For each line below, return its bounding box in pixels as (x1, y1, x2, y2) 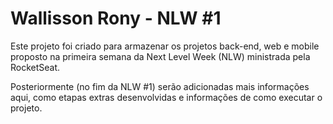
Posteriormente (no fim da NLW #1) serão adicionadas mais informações (10, 80, 310, 92)
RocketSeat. (10, 61, 61, 73)
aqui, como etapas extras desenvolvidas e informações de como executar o (10, 91, 323, 103)
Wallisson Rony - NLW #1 (10, 7, 222, 30)
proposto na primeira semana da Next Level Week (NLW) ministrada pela (10, 50, 311, 62)
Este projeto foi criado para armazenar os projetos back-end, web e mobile (10, 40, 320, 52)
